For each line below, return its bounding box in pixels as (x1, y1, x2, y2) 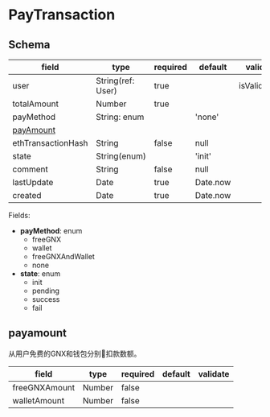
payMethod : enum (19, 226, 83, 235)
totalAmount (12, 98, 59, 109)
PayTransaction (8, 6, 116, 24)
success (31, 295, 60, 303)
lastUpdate (12, 177, 54, 188)
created (12, 190, 42, 200)
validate (198, 368, 230, 379)
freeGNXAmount (12, 382, 76, 393)
